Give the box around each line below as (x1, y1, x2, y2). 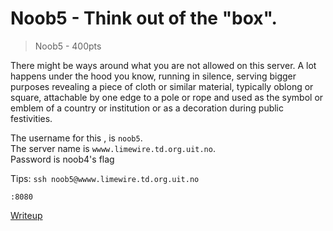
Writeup (10, 209, 43, 221)
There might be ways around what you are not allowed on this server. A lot (10, 59, 317, 71)
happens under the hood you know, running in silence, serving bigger (10, 70, 297, 82)
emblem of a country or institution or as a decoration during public (10, 102, 285, 114)
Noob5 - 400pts (34, 40, 102, 52)
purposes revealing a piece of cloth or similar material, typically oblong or (10, 80, 314, 92)
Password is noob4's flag (10, 153, 115, 165)
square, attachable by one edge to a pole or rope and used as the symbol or (10, 91, 324, 103)
